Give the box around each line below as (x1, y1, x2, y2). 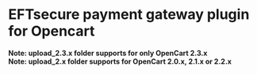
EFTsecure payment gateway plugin (8, 6, 250, 24)
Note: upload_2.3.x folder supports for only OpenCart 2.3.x (8, 48, 208, 57)
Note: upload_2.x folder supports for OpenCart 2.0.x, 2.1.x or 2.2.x (8, 57, 232, 66)
